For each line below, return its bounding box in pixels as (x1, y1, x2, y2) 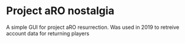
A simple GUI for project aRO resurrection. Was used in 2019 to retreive (6, 24, 180, 31)
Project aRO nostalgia (6, 4, 115, 18)
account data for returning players (6, 29, 90, 37)
